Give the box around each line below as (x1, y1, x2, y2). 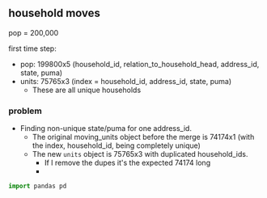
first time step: (8, 44, 57, 53)
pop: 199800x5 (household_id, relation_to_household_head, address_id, (19, 59, 260, 69)
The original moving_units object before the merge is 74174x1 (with (32, 133, 255, 142)
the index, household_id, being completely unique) (32, 141, 201, 150)
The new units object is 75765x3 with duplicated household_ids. (32, 150, 248, 159)
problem (8, 105, 43, 116)
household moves (8, 6, 101, 20)
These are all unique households (32, 85, 142, 95)
